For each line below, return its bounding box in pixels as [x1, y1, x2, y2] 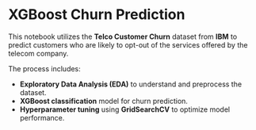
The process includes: [8, 63, 81, 73]
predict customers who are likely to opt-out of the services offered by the [8, 40, 248, 49]
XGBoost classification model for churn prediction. [19, 96, 189, 105]
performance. [19, 113, 65, 122]
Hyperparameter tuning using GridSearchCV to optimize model [19, 105, 231, 114]
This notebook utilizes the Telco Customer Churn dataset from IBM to [8, 32, 238, 41]
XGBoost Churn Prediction [8, 6, 185, 24]
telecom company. [8, 48, 69, 58]
